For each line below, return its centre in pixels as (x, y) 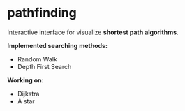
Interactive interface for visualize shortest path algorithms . (93, 32)
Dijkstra (28, 94)
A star (26, 101)
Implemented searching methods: (58, 45)
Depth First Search (44, 66)
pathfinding (42, 13)
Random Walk (37, 59)
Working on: (25, 80)
